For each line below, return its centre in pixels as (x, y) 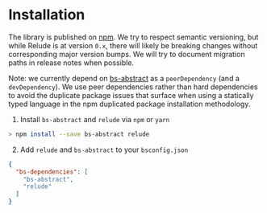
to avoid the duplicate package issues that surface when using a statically (131, 95)
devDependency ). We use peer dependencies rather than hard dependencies (133, 87)
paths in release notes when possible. (71, 63)
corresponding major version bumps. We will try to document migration (127, 54)
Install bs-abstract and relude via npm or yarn (95, 119)
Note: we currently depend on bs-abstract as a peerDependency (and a (124, 78)
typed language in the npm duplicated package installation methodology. (129, 104)
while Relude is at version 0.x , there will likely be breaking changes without (133, 45)
